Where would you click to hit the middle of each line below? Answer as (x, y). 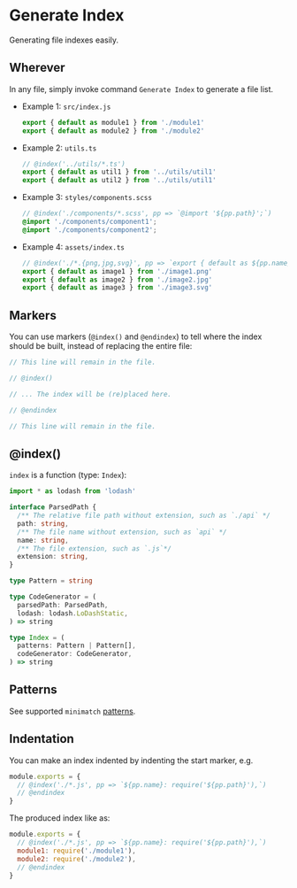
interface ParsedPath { (53, 507)
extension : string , (53, 557)
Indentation (42, 739)
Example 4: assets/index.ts (73, 247)
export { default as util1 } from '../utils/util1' (119, 172)
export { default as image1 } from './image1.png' (117, 271)
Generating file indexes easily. (64, 40)
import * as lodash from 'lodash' (73, 491)
